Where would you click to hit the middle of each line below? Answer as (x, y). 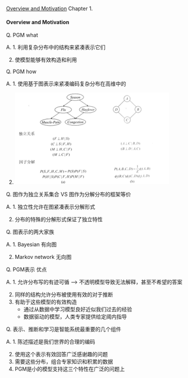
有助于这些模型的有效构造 (46, 302)
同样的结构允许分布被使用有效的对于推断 (64, 295)
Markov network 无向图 (43, 257)
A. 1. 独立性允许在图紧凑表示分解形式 (51, 207)
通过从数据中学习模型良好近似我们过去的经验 (78, 310)
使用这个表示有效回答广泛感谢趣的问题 (61, 354)
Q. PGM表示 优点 (27, 269)
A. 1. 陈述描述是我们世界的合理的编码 (51, 342)
